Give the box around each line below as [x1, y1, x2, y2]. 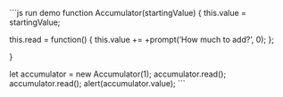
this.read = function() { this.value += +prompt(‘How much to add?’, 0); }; [9, 35, 275, 44]
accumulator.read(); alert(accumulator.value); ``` [9, 78, 186, 88]
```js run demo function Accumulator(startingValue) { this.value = [9, 8, 247, 18]
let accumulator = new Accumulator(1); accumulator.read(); [9, 69, 227, 79]
